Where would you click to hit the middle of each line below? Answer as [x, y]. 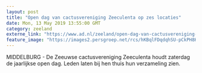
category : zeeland [29, 29]
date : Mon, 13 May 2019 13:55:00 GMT [54, 23]
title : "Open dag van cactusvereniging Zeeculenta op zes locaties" [94, 17]
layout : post [23, 12]
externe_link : [24, 34]
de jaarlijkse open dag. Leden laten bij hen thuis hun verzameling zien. [93, 63]
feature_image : [25, 40]
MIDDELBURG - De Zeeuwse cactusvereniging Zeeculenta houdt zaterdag [98, 57]
